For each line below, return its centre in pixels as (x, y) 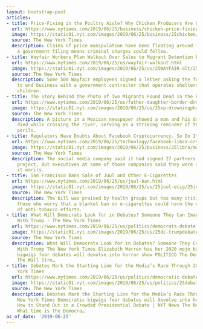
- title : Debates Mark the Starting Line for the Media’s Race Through (98, 266)
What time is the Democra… (51, 311)
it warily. (31, 170)
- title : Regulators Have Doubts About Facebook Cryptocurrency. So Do (98, 136)
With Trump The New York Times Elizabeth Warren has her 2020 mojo (104, 249)
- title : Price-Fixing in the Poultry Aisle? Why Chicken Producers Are (100, 23)
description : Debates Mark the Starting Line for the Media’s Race (98, 294)
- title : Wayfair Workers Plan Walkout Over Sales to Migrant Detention (100, 57)
